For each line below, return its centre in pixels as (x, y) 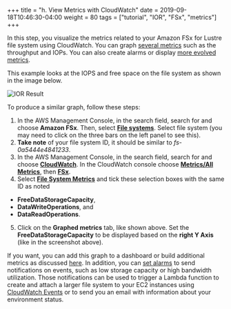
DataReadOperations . (49, 214)
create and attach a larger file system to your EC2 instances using (101, 285)
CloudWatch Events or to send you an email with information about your (109, 292)
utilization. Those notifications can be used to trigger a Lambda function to (113, 277)
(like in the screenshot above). (60, 242)
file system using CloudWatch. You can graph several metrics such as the (112, 45)
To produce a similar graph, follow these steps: (74, 107)
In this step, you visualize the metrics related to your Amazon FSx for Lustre (114, 38)
